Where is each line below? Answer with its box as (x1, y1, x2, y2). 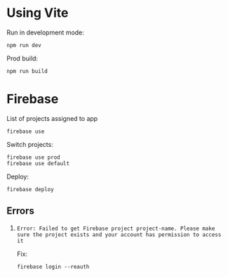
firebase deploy (6, 186, 54, 193)
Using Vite (6, 5, 69, 21)
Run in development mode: (6, 28, 85, 37)
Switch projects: (6, 140, 53, 148)
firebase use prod (6, 153, 60, 161)
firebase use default (6, 160, 70, 167)
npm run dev (6, 41, 41, 49)
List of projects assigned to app (6, 114, 98, 122)
